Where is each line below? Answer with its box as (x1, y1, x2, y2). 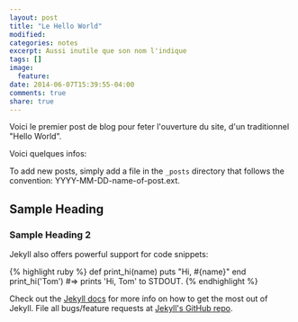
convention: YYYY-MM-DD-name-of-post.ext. (9, 175, 180, 186)
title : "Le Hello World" (9, 22, 103, 31)
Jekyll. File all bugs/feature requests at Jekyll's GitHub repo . (9, 303, 233, 314)
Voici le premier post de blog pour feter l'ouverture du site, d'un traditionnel (9, 121, 290, 132)
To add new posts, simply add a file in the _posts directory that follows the (9, 165, 285, 176)
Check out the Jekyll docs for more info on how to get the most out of (9, 293, 268, 304)
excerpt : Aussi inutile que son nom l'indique (9, 47, 187, 56)
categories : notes (9, 38, 78, 48)
